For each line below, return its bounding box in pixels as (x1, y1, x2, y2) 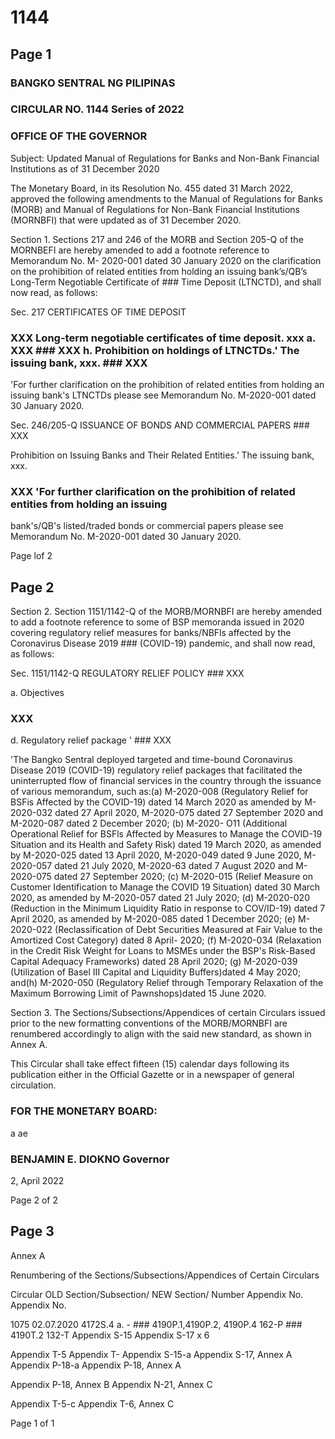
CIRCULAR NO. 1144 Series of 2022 (10, 102, 185, 116)
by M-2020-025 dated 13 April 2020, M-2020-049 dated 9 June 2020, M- (10, 849, 317, 861)
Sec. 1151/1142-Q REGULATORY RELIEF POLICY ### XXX (10, 667, 245, 680)
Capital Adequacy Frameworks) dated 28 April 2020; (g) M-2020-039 (10, 956, 298, 968)
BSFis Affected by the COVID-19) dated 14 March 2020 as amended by (10, 796, 303, 808)
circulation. (10, 1079, 57, 1091)
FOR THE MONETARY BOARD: (10, 1104, 158, 1118)
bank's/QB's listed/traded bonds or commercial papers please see (10, 520, 284, 532)
